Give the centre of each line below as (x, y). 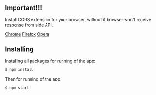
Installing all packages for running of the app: (50, 61)
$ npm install (19, 69)
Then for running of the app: (33, 79)
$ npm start (17, 88)
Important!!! (24, 8)
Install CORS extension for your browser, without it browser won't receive (78, 19)
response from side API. (29, 25)
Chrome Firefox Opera (27, 34)
